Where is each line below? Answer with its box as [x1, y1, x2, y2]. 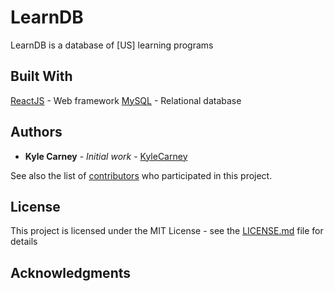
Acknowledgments [10, 264, 132, 281]
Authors [10, 124, 63, 141]
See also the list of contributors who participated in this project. [10, 169, 273, 181]
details [10, 236, 38, 248]
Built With [10, 68, 73, 85]
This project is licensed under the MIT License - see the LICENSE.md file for [10, 225, 324, 237]
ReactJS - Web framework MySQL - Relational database [10, 94, 242, 106]
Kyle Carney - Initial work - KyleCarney [24, 150, 188, 162]
